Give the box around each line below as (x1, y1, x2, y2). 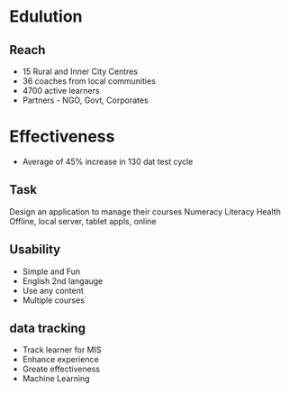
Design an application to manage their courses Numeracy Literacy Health (9, 206, 281, 217)
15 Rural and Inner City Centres (22, 66, 138, 77)
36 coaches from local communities (22, 76, 156, 87)
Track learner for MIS (22, 344, 102, 355)
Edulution (9, 6, 83, 27)
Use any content (22, 285, 84, 296)
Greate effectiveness (22, 363, 101, 375)
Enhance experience (22, 354, 99, 365)
